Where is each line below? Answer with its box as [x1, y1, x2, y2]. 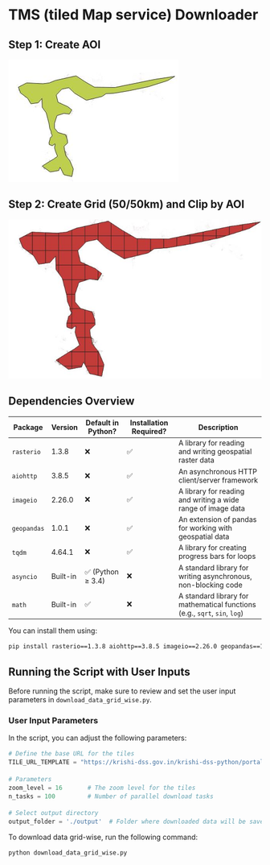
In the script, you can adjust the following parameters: [8, 733, 187, 743]
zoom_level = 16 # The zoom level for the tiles [8, 784, 196, 792]
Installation [129, 418, 169, 428]
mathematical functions [178, 599, 256, 609]
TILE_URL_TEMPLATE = [8, 759, 78, 767]
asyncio [11, 573, 38, 581]
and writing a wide [178, 495, 239, 504]
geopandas [11, 525, 45, 533]
